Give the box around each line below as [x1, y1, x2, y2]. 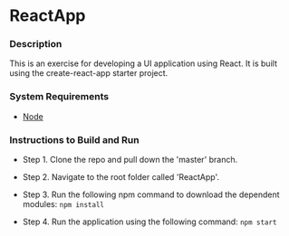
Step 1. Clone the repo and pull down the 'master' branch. [22, 155, 238, 165]
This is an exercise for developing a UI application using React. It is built [9, 58, 278, 69]
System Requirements [9, 90, 110, 103]
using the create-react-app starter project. [9, 68, 169, 79]
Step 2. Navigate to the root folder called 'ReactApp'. [22, 172, 220, 183]
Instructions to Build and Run [9, 133, 140, 146]
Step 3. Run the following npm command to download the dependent [22, 189, 280, 200]
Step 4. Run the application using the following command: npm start [22, 216, 277, 227]
